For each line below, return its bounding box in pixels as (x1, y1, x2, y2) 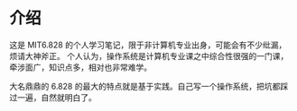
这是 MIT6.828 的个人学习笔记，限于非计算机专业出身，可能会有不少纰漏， (9, 39, 287, 50)
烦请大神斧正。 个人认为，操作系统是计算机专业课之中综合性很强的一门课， (9, 50, 289, 61)
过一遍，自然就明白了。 (9, 91, 97, 103)
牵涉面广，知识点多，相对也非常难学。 (9, 62, 152, 73)
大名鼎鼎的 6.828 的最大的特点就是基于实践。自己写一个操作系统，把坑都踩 (9, 81, 289, 91)
